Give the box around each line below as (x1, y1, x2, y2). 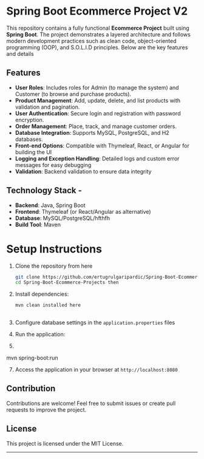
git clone (15, 274, 41, 280)
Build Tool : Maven (15, 220, 61, 228)
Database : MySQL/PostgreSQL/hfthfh (15, 214, 110, 222)
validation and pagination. (15, 103, 80, 110)
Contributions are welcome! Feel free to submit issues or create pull (6, 399, 176, 407)
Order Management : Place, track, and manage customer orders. (15, 123, 177, 130)
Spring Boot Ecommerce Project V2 (6, 4, 188, 18)
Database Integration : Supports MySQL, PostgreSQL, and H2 (15, 129, 169, 136)
